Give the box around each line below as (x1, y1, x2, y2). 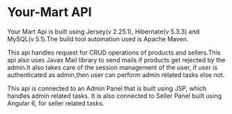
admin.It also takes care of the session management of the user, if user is (7, 63, 218, 71)
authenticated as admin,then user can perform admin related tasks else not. (7, 71, 225, 79)
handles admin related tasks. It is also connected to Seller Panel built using (7, 92, 222, 100)
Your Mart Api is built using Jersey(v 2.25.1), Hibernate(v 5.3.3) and (7, 27, 200, 36)
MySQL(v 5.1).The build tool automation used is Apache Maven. (7, 34, 190, 43)
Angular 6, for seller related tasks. (7, 99, 105, 107)
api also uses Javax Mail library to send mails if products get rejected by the (7, 55, 226, 64)
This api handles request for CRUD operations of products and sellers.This (7, 48, 221, 57)
